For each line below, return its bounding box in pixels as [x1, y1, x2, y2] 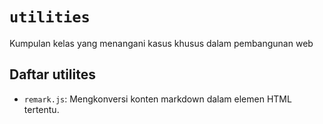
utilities [9, 8, 91, 27]
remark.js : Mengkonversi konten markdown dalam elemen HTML [23, 93, 292, 105]
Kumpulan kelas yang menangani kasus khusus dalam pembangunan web [9, 37, 314, 49]
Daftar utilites [9, 66, 96, 83]
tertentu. [23, 103, 60, 115]
